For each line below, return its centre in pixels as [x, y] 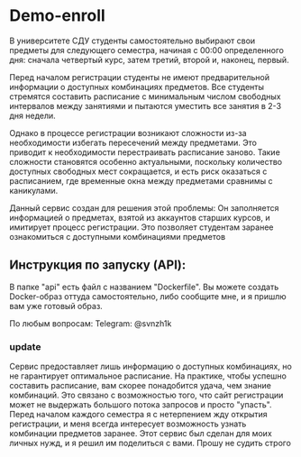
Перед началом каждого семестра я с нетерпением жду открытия [138, 415]
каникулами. [34, 190]
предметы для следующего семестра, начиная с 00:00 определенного [146, 50]
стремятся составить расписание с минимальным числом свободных [145, 96]
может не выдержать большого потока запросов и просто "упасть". [141, 405]
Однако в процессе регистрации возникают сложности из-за [128, 133]
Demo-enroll [57, 16]
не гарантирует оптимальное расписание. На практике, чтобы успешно [148, 376]
